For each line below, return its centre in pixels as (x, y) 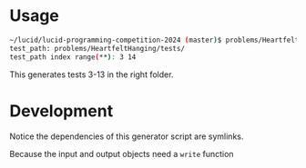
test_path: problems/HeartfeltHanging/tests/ (97, 48)
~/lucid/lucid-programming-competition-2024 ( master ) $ (116, 40)
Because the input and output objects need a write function (122, 153)
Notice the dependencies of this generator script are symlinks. (127, 136)
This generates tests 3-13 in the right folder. (92, 74)
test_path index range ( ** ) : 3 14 (73, 57)
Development (61, 111)
